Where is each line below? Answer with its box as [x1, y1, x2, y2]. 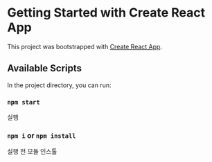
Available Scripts [7, 62, 82, 74]
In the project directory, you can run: [7, 81, 112, 89]
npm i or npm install [7, 130, 76, 140]
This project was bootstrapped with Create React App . [7, 42, 163, 51]
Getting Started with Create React [7, 5, 206, 21]
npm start [7, 98, 40, 106]
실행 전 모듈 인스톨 [7, 147, 58, 156]
